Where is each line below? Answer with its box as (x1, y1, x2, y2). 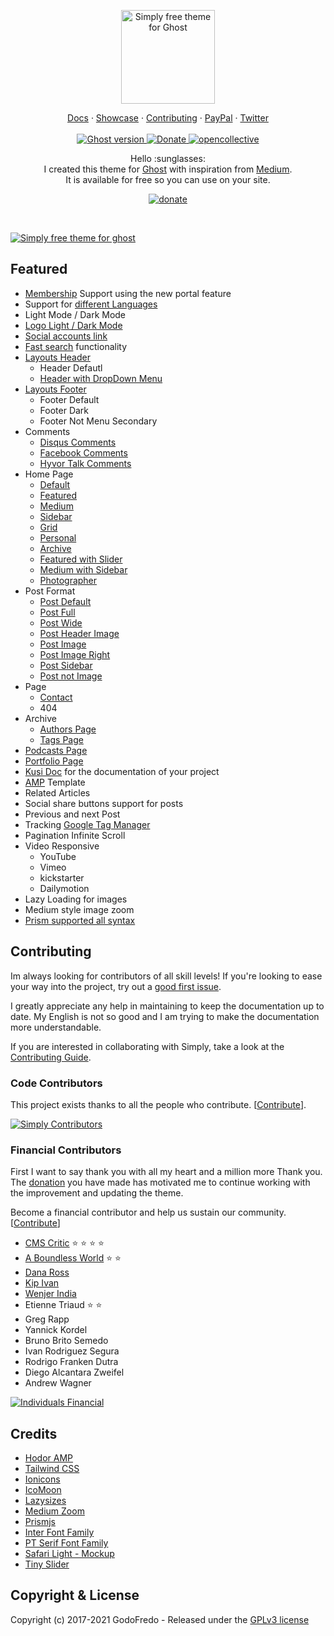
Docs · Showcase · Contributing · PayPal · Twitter (67, 112, 269, 124)
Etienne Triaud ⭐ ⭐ (24, 1299, 103, 1311)
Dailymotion (39, 882, 90, 894)
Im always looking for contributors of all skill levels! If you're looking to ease (10, 970, 323, 982)
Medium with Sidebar (39, 563, 128, 575)
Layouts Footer (24, 383, 87, 395)
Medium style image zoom (24, 903, 135, 915)
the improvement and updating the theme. (10, 1187, 184, 1199)
